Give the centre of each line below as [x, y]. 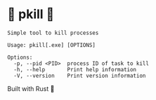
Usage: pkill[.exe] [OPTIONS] [52, 45]
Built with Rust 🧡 [31, 88]
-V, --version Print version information [80, 76]
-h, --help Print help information [75, 69]
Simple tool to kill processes [53, 33]
